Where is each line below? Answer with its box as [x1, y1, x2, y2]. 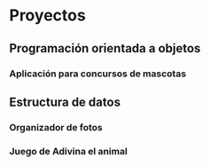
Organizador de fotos [9, 121, 104, 133]
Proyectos [9, 5, 86, 26]
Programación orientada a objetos [9, 41, 201, 56]
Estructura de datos [9, 94, 121, 109]
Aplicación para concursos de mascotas [9, 67, 187, 80]
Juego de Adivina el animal [9, 145, 128, 157]
